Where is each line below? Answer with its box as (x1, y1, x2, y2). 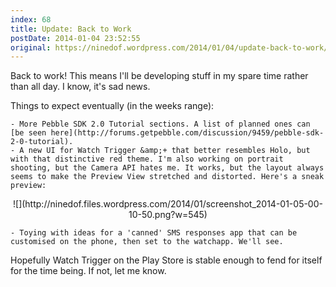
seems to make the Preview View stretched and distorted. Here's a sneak (10, 172, 325, 182)
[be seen (10, 128, 47, 138)
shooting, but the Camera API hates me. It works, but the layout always (10, 163, 325, 173)
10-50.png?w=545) (128, 209, 208, 221)
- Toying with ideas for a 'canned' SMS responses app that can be (10, 228, 298, 238)
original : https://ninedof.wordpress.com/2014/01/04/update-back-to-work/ (10, 42, 329, 53)
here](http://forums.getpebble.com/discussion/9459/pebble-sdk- (50, 128, 325, 138)
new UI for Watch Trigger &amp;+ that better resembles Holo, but (28, 146, 311, 156)
